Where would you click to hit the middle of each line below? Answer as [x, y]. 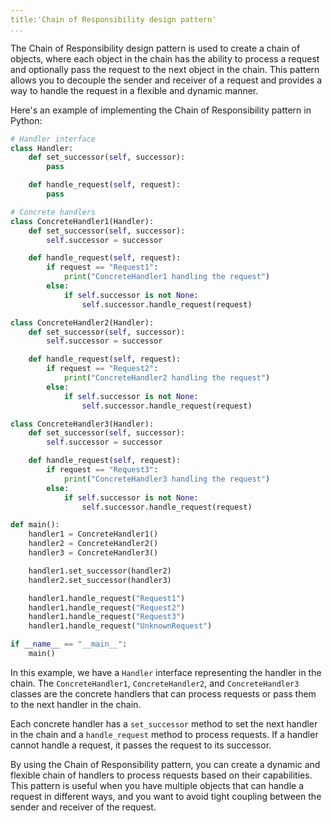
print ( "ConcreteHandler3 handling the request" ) [167, 479]
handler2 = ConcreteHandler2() [93, 544]
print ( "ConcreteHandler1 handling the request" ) [167, 277]
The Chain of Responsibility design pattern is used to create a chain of [155, 48]
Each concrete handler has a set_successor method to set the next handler [164, 723]
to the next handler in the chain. [76, 704]
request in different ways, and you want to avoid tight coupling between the [166, 796]
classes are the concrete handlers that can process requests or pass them [163, 693]
